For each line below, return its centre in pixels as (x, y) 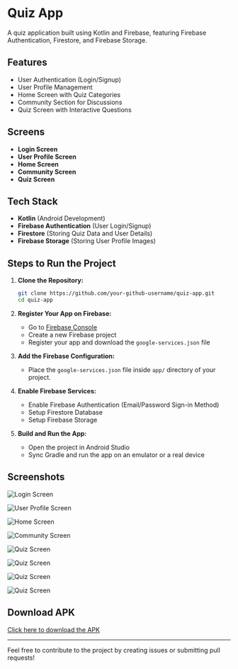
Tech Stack (33, 201)
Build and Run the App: (52, 433)
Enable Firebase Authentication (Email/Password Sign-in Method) (124, 405)
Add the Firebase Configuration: (66, 356)
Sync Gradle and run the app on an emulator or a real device (117, 454)
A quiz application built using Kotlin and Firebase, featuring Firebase (107, 33)
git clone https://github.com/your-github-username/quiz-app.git (116, 293)
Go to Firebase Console (63, 327)
